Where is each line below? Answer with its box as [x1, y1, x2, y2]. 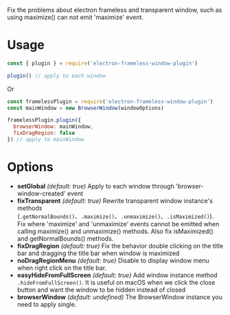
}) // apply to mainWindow [7, 136, 84, 143]
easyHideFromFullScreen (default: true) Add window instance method [16, 271, 218, 279]
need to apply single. [16, 300, 77, 308]
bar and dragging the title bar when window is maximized [16, 249, 180, 257]
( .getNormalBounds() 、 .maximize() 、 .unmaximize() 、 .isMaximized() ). [16, 212, 214, 220]
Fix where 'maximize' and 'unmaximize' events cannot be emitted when [16, 219, 220, 228]
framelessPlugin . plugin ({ [7, 117, 81, 124]
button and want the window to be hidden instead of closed [16, 285, 186, 294]
